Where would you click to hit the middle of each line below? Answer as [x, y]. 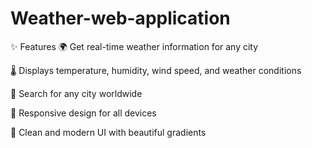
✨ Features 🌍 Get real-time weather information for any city [134, 46]
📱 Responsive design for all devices [83, 113]
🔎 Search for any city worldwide [76, 93]
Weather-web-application [120, 18]
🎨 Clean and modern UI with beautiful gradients [108, 132]
